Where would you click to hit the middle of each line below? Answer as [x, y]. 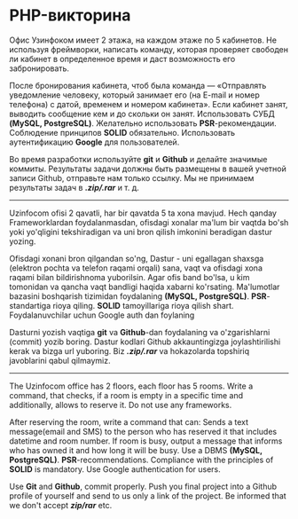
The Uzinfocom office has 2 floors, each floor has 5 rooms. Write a [131, 386]
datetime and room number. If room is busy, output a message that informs [146, 441]
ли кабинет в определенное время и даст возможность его [122, 59]
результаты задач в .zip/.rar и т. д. [74, 187]
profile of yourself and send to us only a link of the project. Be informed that [148, 495]
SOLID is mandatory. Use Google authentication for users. [115, 469]
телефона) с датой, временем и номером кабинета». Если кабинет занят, [149, 104]
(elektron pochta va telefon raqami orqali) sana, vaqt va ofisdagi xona [136, 268]
